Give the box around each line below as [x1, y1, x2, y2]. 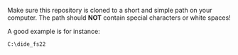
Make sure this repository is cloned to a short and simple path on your [7, 6, 212, 14]
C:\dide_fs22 [7, 41, 46, 48]
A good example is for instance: [7, 28, 101, 35]
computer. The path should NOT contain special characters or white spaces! [7, 13, 231, 22]
